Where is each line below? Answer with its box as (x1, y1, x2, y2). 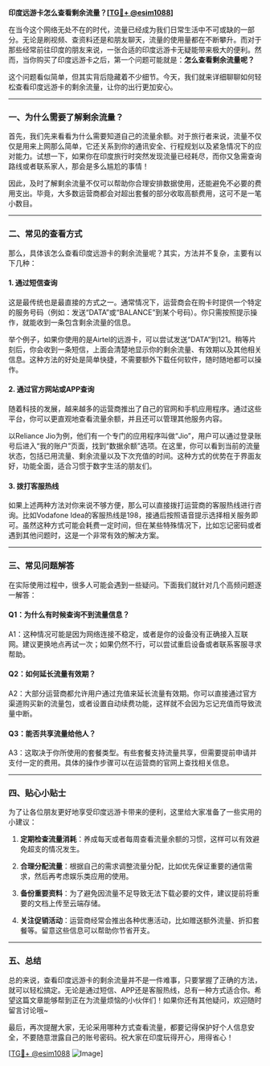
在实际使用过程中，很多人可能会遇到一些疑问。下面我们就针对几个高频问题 (8, 580, 255, 590)
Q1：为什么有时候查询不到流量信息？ (8, 610, 130, 619)
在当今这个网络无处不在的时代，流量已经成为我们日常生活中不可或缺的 (8, 25, 241, 35)
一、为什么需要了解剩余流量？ (8, 112, 125, 123)
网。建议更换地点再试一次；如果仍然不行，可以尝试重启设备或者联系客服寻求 (8, 639, 262, 649)
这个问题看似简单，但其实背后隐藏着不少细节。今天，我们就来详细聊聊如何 (8, 72, 255, 81)
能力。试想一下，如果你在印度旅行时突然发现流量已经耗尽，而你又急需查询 (14, 152, 262, 161)
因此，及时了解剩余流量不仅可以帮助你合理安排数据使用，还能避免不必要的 (8, 178, 255, 188)
